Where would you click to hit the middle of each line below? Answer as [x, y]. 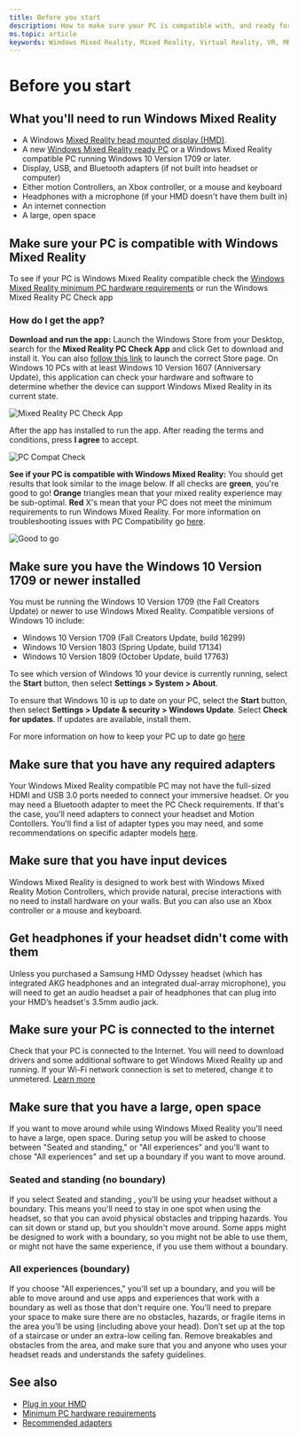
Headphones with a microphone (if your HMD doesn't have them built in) [155, 197]
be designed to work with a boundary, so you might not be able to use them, [149, 1237]
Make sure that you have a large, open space [135, 1107]
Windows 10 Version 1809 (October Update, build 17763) [125, 656]
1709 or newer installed [75, 581]
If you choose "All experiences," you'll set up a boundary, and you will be [142, 1288]
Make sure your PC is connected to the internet [142, 1029]
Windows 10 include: [47, 621]
